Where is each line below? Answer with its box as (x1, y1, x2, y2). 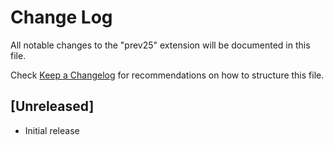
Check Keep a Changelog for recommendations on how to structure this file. (10, 69, 325, 81)
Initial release (24, 124, 80, 136)
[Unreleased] (10, 98, 95, 115)
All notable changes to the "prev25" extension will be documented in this (10, 39, 311, 51)
